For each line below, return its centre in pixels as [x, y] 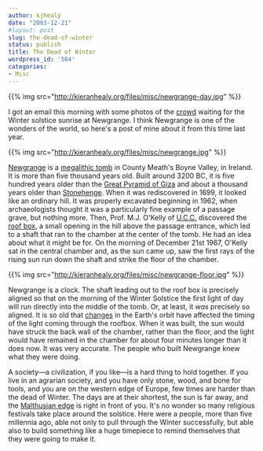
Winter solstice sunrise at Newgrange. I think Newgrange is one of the [122, 120]
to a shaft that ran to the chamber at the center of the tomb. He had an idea [130, 234]
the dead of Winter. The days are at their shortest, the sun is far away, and [128, 397]
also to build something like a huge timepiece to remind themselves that [124, 431]
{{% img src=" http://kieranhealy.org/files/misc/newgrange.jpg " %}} [117, 152]
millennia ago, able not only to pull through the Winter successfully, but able [131, 422]
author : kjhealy [35, 15]
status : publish [35, 45]
